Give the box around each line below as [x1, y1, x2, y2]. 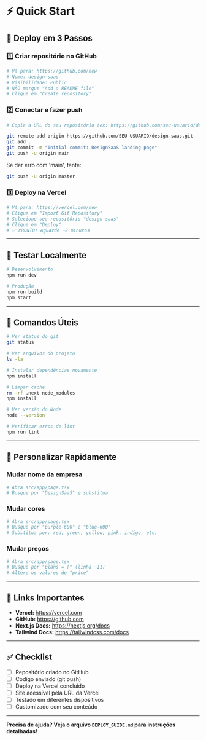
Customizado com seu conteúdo [15, 703, 98, 710]
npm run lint [6, 429, 40, 435]
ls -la [6, 356, 23, 363]
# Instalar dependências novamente [6, 367, 97, 373]
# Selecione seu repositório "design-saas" [6, 216, 120, 222]
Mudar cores [6, 505, 45, 513]
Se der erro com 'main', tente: [6, 161, 82, 168]
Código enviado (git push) [15, 675, 82, 682]
